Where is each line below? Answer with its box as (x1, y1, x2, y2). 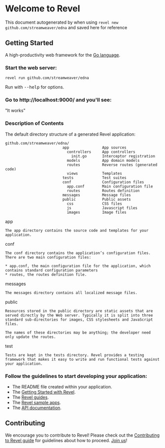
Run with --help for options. (5, 84, 65, 90)
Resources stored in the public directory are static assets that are (5, 308, 153, 313)
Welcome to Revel (5, 3, 80, 14)
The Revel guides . (12, 394, 49, 400)
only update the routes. (5, 334, 56, 339)
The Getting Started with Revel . (12, 389, 76, 395)
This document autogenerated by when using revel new (5, 19, 119, 25)
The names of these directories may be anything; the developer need (5, 330, 151, 335)
